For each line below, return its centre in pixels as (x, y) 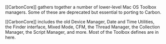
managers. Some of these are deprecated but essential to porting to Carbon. (83, 12)
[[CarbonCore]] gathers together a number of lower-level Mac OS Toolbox (81, 7)
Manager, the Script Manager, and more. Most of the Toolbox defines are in (82, 32)
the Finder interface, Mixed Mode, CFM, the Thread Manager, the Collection (83, 27)
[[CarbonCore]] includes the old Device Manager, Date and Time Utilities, (80, 22)
